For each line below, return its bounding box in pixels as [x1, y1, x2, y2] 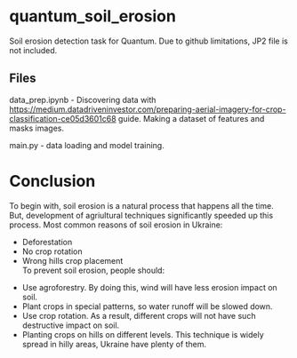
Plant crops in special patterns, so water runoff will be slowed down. [21, 300, 273, 312]
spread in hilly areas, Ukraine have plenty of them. [21, 338, 207, 349]
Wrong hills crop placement [21, 255, 124, 266]
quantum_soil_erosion [9, 6, 176, 27]
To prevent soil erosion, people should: [21, 265, 165, 275]
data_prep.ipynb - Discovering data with [9, 94, 157, 105]
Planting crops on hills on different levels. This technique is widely [21, 329, 264, 339]
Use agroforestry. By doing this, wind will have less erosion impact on [21, 282, 277, 292]
